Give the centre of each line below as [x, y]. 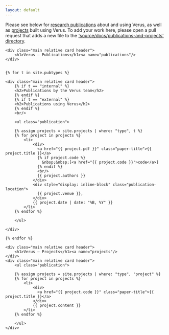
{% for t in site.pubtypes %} [38, 73]
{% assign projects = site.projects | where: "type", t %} [79, 131]
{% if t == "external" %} [42, 99]
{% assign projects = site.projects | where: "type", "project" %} [88, 274]
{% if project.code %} [62, 158]
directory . [15, 41]
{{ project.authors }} [62, 175]
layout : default [22, 10]
